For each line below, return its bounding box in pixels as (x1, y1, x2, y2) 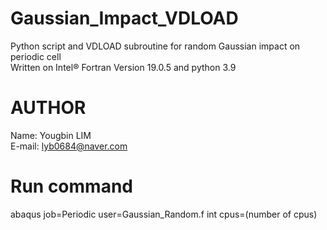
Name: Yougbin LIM (10, 129, 92, 141)
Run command (10, 175, 133, 198)
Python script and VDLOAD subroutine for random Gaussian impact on (10, 40, 301, 52)
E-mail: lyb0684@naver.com (10, 140, 128, 152)
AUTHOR (10, 97, 87, 119)
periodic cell (10, 50, 62, 62)
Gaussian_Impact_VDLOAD (10, 7, 239, 30)
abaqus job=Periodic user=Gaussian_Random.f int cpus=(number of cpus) (10, 208, 318, 220)
